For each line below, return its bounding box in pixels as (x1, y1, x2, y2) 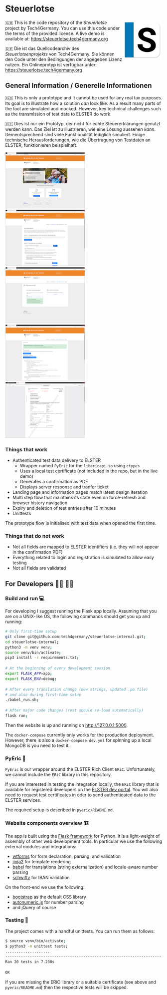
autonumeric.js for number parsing (12, 899, 84, 905)
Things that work (5, 446, 47, 453)
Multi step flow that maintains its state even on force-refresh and (12, 495, 146, 501)
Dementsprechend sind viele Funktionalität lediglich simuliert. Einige (5, 131, 146, 137)
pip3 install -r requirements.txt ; (5, 655, 79, 661)
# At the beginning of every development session (5, 666, 111, 671)
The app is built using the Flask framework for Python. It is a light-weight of (5, 833, 160, 839)
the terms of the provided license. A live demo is (5, 30, 105, 36)
